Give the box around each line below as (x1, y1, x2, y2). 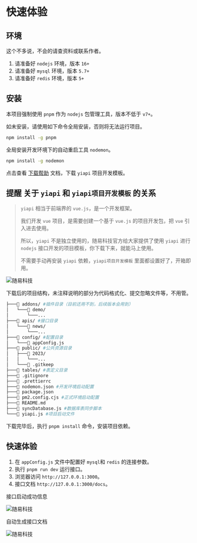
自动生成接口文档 (6, 518, 48, 525)
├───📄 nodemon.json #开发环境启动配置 (6, 384, 94, 390)
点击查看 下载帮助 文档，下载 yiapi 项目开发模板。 (6, 169, 128, 176)
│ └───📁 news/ (6, 323, 46, 329)
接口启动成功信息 (6, 493, 48, 500)
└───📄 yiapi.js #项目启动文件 (6, 411, 75, 417)
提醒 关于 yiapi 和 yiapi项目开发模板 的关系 (6, 188, 156, 198)
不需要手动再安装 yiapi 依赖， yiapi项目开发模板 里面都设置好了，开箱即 (20, 257, 191, 264)
